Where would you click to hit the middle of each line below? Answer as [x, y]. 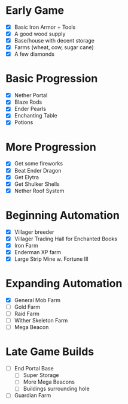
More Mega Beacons [49, 382]
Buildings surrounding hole [57, 389]
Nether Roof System [39, 191]
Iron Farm [26, 245]
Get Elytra [27, 177]
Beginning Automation [63, 215]
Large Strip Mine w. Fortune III [51, 259]
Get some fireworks [39, 164]
